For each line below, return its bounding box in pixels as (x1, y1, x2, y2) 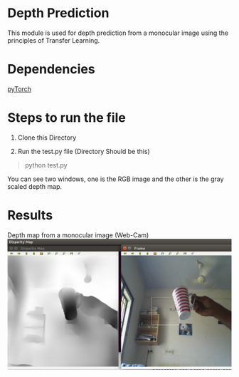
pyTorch (7, 84, 32, 93)
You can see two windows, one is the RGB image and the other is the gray (7, 175, 224, 183)
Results (7, 207, 53, 223)
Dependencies (7, 61, 95, 78)
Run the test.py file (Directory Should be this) (17, 147, 151, 155)
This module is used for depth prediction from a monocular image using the (7, 29, 229, 37)
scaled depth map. (7, 182, 63, 190)
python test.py (24, 160, 68, 169)
